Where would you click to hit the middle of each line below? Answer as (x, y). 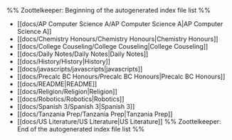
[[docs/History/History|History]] (64, 62)
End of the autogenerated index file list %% (81, 129)
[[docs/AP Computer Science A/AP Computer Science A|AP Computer (120, 24)
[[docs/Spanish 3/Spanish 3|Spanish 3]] (76, 106)
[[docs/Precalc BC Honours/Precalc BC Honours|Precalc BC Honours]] (121, 76)
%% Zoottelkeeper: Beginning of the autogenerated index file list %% (109, 10)
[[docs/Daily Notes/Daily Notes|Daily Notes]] (83, 54)
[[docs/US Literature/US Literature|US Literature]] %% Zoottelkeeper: (119, 122)
